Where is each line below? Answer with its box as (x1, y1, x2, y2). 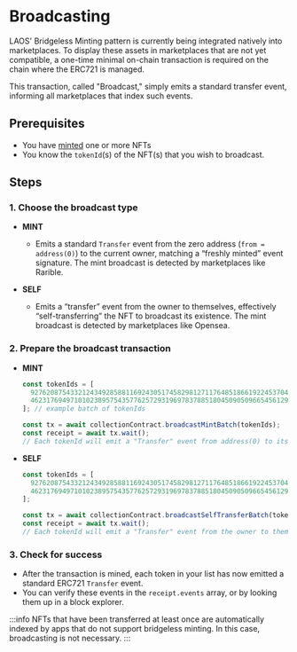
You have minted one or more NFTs (21, 139, 152, 150)
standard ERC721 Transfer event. (21, 578, 144, 589)
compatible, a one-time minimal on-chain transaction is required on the (9, 54, 269, 65)
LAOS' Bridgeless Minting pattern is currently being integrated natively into (9, 35, 283, 46)
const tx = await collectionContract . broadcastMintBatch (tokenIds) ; (21, 420, 281, 429)
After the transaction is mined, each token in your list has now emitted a (21, 569, 285, 579)
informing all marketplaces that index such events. (9, 90, 193, 101)
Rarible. (35, 267, 64, 278)
